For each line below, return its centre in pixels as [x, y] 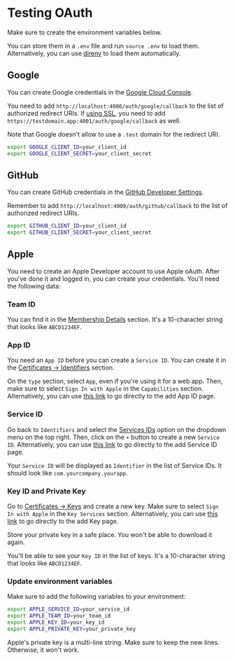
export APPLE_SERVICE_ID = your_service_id [69, 610]
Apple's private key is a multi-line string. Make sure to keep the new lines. [114, 642]
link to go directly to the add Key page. [63, 521]
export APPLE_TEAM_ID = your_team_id [59, 616]
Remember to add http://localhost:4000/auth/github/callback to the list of [117, 206]
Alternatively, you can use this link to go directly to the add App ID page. [111, 396]
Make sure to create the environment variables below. [85, 32]
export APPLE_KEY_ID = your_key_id [56, 622]
